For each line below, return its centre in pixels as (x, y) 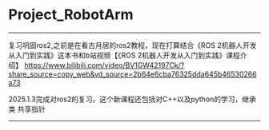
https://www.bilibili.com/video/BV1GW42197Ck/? (104, 65)
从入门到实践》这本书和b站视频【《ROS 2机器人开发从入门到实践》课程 (124, 55)
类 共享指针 (27, 108)
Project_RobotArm (71, 15)
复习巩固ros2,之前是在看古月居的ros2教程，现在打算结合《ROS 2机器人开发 (132, 45)
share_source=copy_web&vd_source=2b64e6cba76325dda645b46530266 (133, 74)
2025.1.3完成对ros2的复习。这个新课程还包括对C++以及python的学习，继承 (132, 99)
